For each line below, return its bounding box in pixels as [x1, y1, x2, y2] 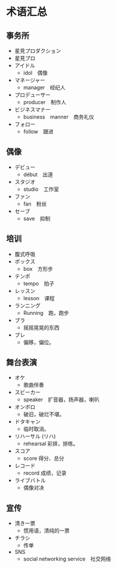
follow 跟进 [23, 128, 54, 135]
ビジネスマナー [14, 106, 51, 113]
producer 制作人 [23, 99, 66, 106]
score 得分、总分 [23, 455, 64, 462]
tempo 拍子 [23, 280, 54, 287]
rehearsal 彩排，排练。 [23, 440, 79, 447]
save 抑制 [23, 215, 51, 222]
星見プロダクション [14, 48, 61, 54]
